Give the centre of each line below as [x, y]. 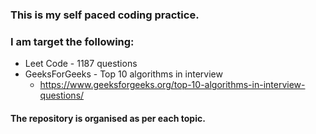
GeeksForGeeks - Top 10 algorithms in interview [123, 74]
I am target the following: [72, 41]
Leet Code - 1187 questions [81, 64]
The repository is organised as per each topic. [108, 118]
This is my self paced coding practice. [105, 15]
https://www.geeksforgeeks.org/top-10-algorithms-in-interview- [172, 85]
